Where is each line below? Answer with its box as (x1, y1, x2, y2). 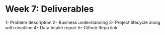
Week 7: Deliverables (5, 3, 94, 15)
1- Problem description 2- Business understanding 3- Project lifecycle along (5, 19, 161, 25)
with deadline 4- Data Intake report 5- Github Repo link (5, 24, 118, 30)
